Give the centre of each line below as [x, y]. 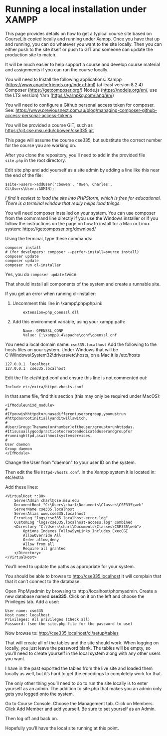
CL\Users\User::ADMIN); [30, 189]
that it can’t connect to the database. [43, 581]
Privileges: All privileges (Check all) [48, 619]
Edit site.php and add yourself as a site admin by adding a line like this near [83, 170]
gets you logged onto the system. [40, 694]
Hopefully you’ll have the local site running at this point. [62, 728]
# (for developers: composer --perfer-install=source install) [72, 252]
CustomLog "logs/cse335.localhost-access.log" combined [74, 522]
